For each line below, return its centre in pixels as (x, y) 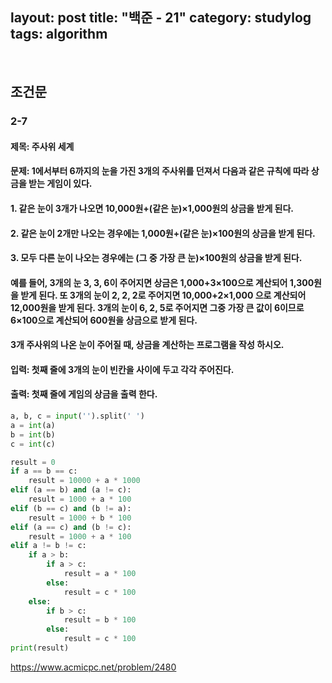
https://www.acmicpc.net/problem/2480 (93, 667)
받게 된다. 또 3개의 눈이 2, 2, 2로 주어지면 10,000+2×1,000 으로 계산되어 (163, 295)
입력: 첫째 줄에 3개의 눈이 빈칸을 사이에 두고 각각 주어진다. (122, 369)
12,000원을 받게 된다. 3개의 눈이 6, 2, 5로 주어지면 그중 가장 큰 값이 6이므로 (157, 307)
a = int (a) (33, 425)
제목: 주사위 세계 (42, 146)
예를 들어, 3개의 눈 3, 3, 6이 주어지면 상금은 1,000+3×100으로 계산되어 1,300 (162, 282)
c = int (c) (33, 444)
